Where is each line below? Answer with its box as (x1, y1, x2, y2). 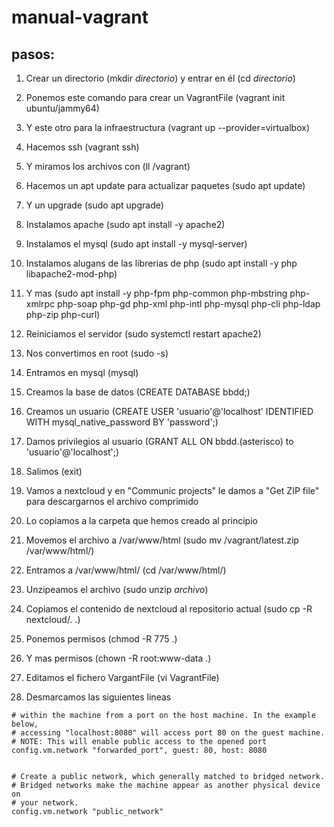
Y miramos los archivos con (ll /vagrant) (25, 161, 191, 172)
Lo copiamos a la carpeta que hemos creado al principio (25, 515, 258, 526)
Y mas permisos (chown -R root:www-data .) (25, 652, 212, 664)
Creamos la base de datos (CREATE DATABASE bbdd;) (25, 386, 251, 398)
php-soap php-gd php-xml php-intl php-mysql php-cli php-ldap (57, 298, 321, 310)
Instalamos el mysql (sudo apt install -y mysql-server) (25, 238, 248, 250)
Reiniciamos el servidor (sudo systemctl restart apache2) (25, 328, 262, 340)
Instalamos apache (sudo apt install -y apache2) (25, 219, 226, 230)
